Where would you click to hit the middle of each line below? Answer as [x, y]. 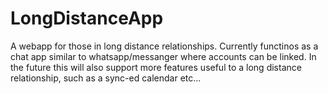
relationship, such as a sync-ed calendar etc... [106, 78]
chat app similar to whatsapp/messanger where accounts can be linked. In [163, 56]
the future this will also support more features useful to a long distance [156, 67]
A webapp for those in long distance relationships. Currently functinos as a [164, 46]
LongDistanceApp [87, 18]
